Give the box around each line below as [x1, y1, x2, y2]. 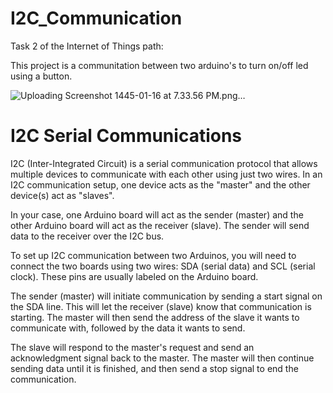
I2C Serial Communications [10, 125, 243, 147]
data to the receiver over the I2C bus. [10, 230, 165, 242]
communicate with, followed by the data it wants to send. [10, 322, 246, 334]
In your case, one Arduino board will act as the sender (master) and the [10, 208, 304, 221]
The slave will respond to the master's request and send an [10, 341, 255, 353]
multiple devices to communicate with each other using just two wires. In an [10, 168, 323, 180]
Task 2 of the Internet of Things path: [10, 40, 164, 52]
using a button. [10, 70, 73, 82]
